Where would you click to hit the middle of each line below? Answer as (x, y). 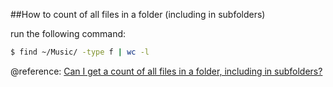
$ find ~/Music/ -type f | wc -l (80, 52)
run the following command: (68, 33)
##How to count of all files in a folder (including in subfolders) (138, 14)
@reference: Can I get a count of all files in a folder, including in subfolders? (166, 71)
